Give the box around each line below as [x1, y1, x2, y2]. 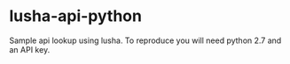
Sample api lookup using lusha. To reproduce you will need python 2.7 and [9, 35, 282, 46]
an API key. [9, 44, 51, 54]
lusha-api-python [9, 6, 142, 26]
